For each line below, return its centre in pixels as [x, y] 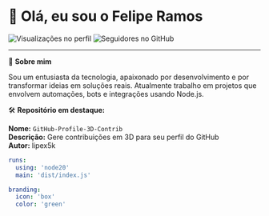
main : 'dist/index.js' [53, 175]
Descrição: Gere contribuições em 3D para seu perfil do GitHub [114, 137]
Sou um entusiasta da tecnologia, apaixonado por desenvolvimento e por [129, 77]
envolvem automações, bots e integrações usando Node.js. [106, 94]
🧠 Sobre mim [30, 61]
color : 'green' [41, 204]
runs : [17, 160]
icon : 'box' [36, 197]
